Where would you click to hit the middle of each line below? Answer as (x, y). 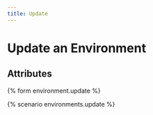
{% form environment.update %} (54, 91)
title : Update (28, 14)
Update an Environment (77, 48)
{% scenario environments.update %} (61, 104)
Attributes (30, 74)
